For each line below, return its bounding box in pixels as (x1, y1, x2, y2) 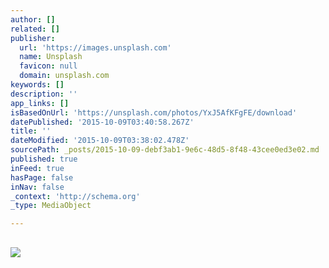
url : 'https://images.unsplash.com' (19, 42, 172, 53)
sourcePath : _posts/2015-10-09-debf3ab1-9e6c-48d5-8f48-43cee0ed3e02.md (10, 145, 320, 155)
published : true (10, 154, 78, 164)
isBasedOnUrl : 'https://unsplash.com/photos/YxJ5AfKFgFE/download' (10, 107, 298, 118)
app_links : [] (10, 98, 70, 108)
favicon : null (19, 61, 78, 71)
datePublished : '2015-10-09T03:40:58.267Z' (10, 117, 195, 127)
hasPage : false (10, 172, 74, 183)
